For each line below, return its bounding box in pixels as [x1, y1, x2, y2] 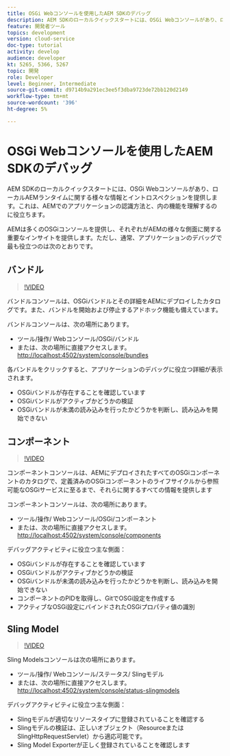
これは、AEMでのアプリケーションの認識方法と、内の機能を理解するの [18, 202, 218, 210]
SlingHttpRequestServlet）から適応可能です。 [16, 732, 146, 741]
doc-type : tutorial [7, 42, 63, 49]
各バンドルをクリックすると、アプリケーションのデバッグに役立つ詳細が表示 [7, 365, 223, 373]
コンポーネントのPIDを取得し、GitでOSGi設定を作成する [16, 594, 176, 602]
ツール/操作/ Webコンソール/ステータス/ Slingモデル [16, 670, 164, 678]
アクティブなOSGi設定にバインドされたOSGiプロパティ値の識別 [16, 603, 195, 611]
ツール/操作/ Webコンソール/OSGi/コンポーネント [16, 515, 157, 523]
